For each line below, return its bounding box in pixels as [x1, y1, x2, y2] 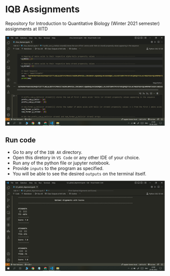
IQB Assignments [5, 4, 80, 15]
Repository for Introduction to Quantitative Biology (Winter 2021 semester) [5, 20, 160, 26]
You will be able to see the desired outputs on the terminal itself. [12, 171, 147, 177]
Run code [5, 135, 36, 144]
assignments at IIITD [5, 25, 48, 31]
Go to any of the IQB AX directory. [12, 149, 82, 155]
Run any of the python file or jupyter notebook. [12, 160, 110, 166]
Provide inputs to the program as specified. [12, 165, 104, 171]
